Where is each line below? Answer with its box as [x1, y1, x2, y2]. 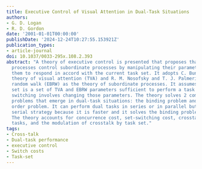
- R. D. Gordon [6, 25, 44, 32]
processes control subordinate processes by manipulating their [11, 64, 176, 71]
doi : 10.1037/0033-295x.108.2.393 [6, 53, 93, 59]
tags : [6, 126, 20, 132]
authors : [6, 14, 28, 20]
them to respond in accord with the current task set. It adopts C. [11, 70, 187, 76]
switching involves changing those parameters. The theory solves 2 [11, 92, 187, 98]
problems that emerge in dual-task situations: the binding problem [11, 98, 187, 104]
